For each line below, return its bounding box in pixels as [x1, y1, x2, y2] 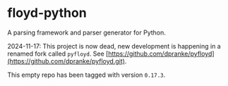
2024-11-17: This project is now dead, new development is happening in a [7, 42, 221, 50]
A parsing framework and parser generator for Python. [7, 28, 166, 37]
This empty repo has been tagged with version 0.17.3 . [7, 70, 166, 79]
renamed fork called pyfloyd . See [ [7, 49, 109, 58]
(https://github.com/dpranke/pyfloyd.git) [7, 56, 126, 65]
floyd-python [7, 5, 87, 21]
